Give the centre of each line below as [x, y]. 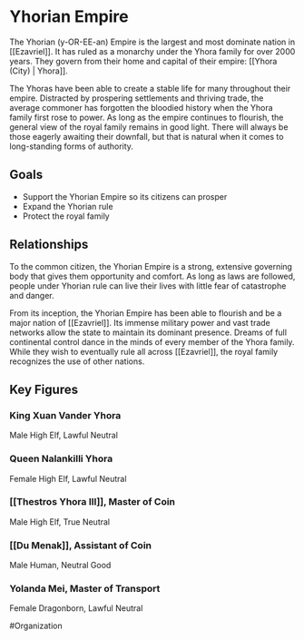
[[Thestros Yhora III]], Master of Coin [92, 502]
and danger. [32, 295]
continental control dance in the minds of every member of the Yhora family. [152, 341]
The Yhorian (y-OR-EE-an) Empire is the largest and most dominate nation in [152, 42]
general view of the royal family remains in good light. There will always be [149, 127]
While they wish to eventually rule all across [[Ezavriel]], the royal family [144, 351]
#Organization [36, 626]
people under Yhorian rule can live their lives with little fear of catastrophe [148, 286]
